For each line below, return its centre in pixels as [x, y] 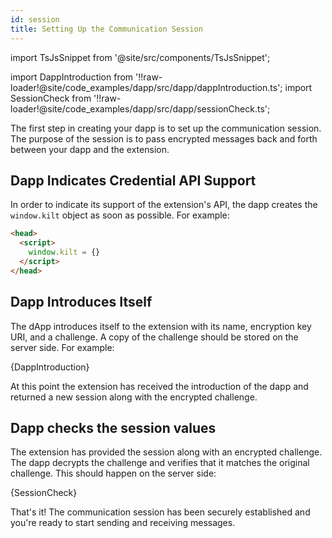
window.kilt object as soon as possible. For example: [120, 215]
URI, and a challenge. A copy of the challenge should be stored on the [154, 337]
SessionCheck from [51, 98]
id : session [35, 19]
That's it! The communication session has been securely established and [160, 512]
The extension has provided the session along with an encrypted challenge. [166, 452]
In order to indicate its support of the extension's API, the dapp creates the [164, 205]
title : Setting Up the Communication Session [106, 29]
